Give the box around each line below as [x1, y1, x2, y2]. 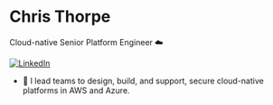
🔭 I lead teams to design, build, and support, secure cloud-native [22, 75, 264, 86]
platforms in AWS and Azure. [22, 84, 130, 96]
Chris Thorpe [9, 6, 111, 27]
